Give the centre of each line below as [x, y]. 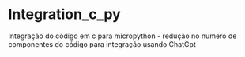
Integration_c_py [64, 14]
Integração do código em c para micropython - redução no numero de [122, 36]
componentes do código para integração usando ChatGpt [102, 44]
